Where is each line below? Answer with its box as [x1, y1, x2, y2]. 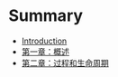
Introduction [21, 35, 68, 46]
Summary [8, 5, 83, 26]
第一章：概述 [21, 46, 69, 57]
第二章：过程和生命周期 [21, 57, 109, 68]
